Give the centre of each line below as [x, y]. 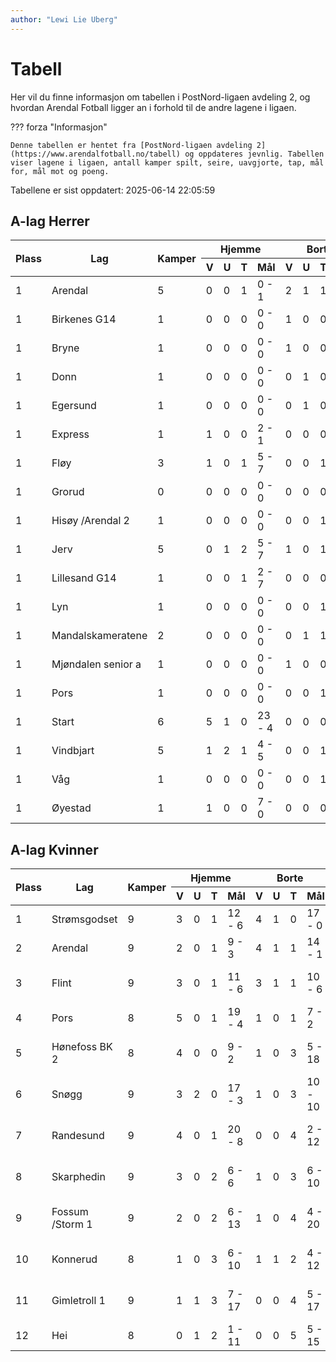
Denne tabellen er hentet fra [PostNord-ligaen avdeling [131, 145]
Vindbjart [73, 751]
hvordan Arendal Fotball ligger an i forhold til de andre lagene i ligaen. [153, 107]
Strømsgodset [84, 919]
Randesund [78, 1136]
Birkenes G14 [84, 319]
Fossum [70, 1212]
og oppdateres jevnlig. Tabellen [254, 154]
